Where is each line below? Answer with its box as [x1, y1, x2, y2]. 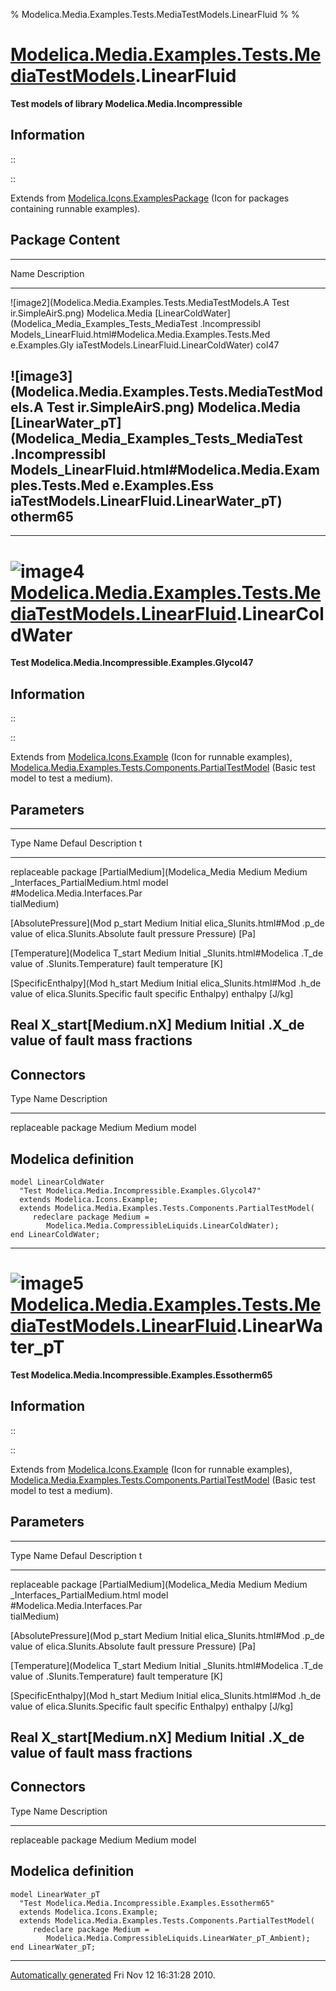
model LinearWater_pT [10, 1889, 101, 1899]
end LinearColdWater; [10, 1229, 101, 1239]
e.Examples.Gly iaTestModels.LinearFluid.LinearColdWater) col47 [10, 339, 280, 351]
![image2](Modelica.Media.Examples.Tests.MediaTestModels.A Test [10, 296, 290, 308]
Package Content [10, 232, 121, 249]
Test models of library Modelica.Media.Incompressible [10, 97, 243, 109]
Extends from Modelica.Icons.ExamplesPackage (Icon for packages [10, 192, 290, 204]
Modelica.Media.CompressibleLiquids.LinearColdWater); [46, 1220, 280, 1231]
